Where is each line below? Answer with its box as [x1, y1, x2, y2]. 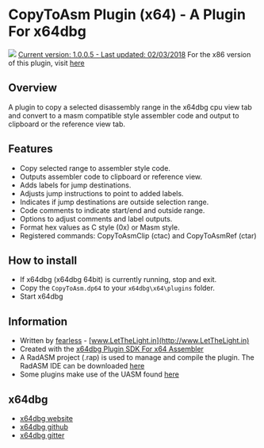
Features [8, 142, 53, 156]
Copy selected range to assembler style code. [19, 163, 170, 172]
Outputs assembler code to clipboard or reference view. [19, 172, 203, 181]
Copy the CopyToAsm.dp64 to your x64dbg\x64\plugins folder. [19, 284, 216, 293]
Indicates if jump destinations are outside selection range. [19, 197, 209, 207]
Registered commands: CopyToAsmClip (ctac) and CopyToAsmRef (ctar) [19, 230, 257, 240]
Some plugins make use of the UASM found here [19, 369, 180, 379]
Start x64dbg [19, 292, 63, 301]
